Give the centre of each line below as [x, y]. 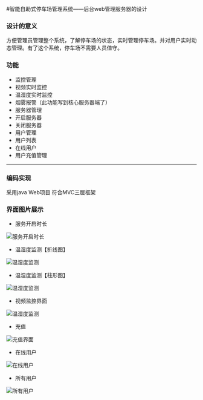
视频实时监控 [31, 87]
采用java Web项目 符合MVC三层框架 [51, 192]
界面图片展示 [25, 209]
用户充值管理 [31, 155]
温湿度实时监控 [34, 94]
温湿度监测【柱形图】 [41, 275]
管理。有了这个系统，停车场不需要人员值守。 [67, 48]
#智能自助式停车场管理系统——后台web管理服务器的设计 [77, 9]
